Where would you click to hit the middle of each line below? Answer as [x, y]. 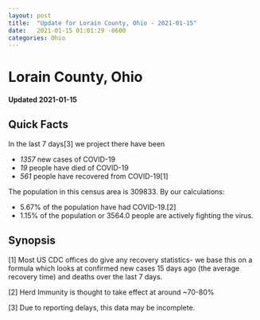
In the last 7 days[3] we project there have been [87, 143]
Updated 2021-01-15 [43, 100]
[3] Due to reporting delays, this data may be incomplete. [102, 307]
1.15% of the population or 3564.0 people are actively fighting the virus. [136, 215]
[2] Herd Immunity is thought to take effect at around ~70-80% [111, 292]
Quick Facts [39, 125]
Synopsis [32, 241]
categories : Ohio [37, 38]
